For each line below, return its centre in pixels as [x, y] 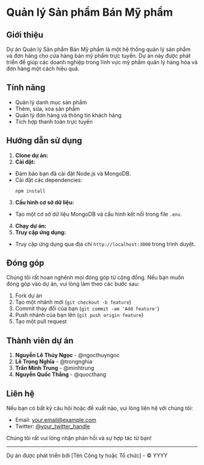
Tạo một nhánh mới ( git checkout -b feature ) [73, 302]
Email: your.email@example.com [56, 420]
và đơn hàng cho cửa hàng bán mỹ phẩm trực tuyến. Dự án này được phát [99, 56]
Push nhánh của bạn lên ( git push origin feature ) [79, 315]
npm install [30, 191]
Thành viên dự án [40, 340]
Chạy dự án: [31, 226]
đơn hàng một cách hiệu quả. [43, 69]
